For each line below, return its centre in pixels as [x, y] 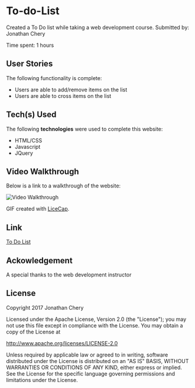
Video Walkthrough [43, 171]
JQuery [24, 153]
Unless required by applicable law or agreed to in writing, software [87, 355]
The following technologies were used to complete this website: [84, 129]
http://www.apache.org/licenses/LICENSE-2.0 [62, 343]
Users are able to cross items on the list [63, 96]
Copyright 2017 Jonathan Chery [45, 307]
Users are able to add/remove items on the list [71, 90]
